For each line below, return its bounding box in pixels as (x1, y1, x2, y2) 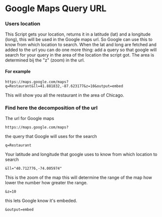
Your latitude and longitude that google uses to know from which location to (5, 151, 158, 157)
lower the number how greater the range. (5, 179, 88, 185)
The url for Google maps (5, 115, 55, 121)
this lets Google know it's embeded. (5, 197, 77, 203)
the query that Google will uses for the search (5, 133, 97, 139)
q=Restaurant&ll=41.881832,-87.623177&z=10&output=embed (5, 83, 123, 88)
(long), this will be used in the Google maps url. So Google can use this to (5, 37, 153, 42)
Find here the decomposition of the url (5, 104, 98, 111)
